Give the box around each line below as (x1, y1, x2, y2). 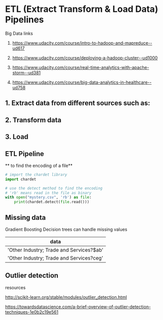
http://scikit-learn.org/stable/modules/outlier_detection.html (5, 294, 127, 300)
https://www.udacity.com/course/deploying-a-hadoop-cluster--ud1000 (12, 54, 158, 60)
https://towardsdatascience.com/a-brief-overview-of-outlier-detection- (5, 304, 151, 310)
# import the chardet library (5, 172, 68, 177)
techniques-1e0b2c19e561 (5, 309, 58, 315)
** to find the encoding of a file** (5, 162, 73, 168)
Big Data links (5, 30, 33, 36)
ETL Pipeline (5, 150, 44, 158)
